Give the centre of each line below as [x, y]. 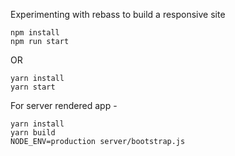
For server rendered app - [64, 105]
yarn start [33, 87]
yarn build [33, 133]
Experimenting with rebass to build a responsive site [118, 14]
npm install [35, 33]
